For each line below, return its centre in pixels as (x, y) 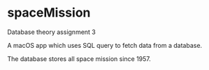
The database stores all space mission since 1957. (79, 59)
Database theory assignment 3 (51, 32)
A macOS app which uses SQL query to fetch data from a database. (105, 45)
